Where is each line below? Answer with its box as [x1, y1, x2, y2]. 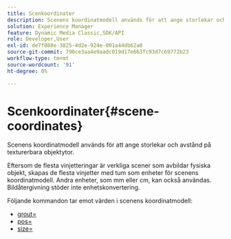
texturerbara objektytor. [7, 148, 74, 156]
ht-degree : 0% [7, 67, 48, 74]
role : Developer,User [7, 36, 69, 43]
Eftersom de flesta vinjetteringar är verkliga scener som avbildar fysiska [7, 161, 211, 169]
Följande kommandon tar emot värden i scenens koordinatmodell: [7, 197, 192, 205]
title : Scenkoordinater [7, 10, 76, 17]
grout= [16, 210, 36, 218]
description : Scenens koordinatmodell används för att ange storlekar [7, 17, 214, 23]
